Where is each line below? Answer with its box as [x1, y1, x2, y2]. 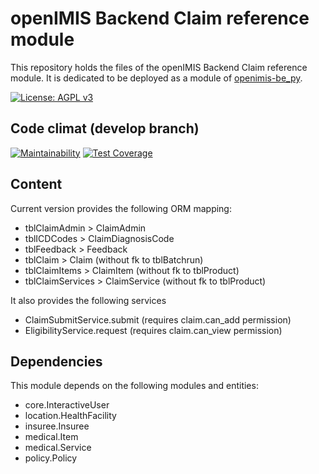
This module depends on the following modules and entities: [10, 380, 259, 392]
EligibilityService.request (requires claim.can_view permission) [24, 324, 283, 336]
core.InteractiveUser [24, 399, 110, 411]
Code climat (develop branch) [10, 120, 200, 137]
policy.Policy [24, 452, 78, 464]
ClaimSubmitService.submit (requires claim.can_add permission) [24, 313, 292, 326]
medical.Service [24, 442, 92, 454]
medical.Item [24, 431, 79, 443]
